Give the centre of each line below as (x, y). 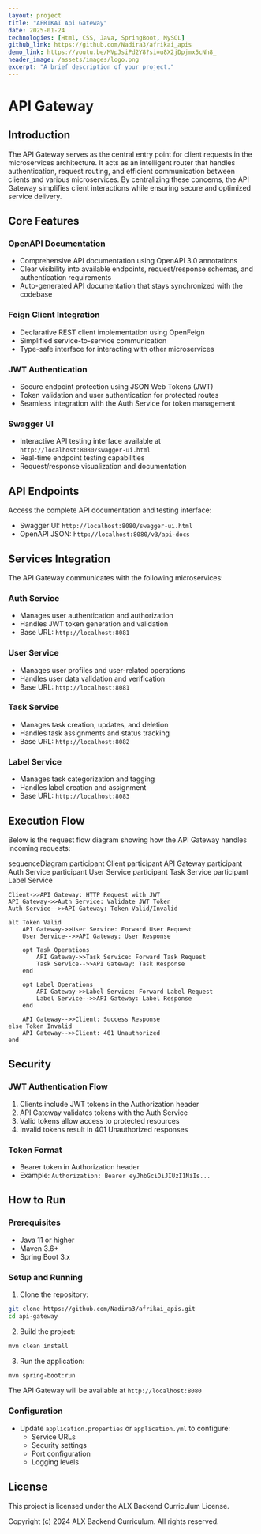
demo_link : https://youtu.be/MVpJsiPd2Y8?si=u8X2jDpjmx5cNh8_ (112, 52)
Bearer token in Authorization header (80, 1166)
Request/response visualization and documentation (103, 467)
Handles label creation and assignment (83, 788)
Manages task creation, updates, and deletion (94, 724)
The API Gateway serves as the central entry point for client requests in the (130, 154)
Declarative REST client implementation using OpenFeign (112, 332)
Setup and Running (45, 1277)
